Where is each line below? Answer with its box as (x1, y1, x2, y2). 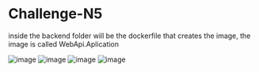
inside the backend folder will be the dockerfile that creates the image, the (8, 31, 251, 40)
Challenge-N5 (8, 5, 103, 23)
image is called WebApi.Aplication (8, 39, 120, 48)
